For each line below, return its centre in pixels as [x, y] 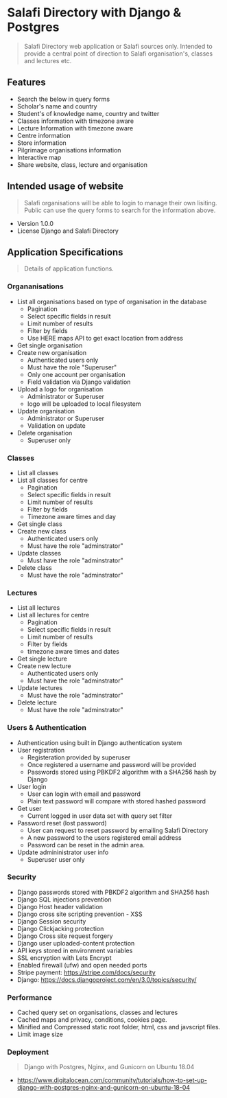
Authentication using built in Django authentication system [99, 742]
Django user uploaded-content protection [76, 943]
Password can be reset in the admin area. [86, 845]
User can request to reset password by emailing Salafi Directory [118, 830]
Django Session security [51, 921]
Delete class [35, 567]
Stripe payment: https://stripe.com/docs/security [86, 972]
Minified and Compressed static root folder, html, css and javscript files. [119, 1027]
